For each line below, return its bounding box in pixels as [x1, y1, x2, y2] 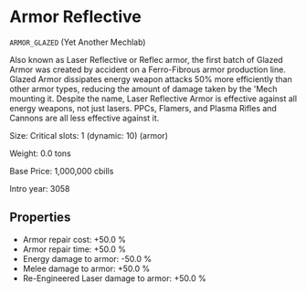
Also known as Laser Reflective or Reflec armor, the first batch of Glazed [9, 54, 283, 65]
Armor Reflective [9, 6, 142, 27]
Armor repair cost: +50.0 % [22, 234, 126, 245]
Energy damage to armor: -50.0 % [22, 253, 153, 264]
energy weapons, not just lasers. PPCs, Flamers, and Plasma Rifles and [9, 102, 277, 113]
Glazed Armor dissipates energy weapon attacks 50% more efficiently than [9, 73, 292, 84]
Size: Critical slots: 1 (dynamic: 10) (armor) [9, 130, 169, 141]
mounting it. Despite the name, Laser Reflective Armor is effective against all [9, 93, 298, 104]
